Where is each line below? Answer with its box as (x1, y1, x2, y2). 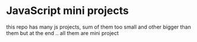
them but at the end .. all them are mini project (6, 29, 119, 36)
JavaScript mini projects (6, 4, 129, 17)
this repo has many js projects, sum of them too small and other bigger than (6, 23, 191, 30)
